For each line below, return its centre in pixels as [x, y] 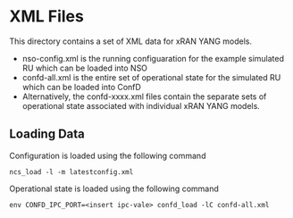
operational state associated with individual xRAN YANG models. [141, 105]
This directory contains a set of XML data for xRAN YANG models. [131, 41]
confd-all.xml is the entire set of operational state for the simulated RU [151, 77]
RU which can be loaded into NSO [85, 68]
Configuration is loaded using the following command [108, 155]
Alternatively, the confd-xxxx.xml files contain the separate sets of [144, 96]
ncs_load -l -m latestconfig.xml [71, 172]
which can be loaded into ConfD [81, 87]
